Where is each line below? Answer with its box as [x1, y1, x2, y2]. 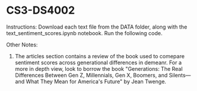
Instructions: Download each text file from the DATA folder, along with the [6, 23, 187, 30]
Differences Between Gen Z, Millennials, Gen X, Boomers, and [14, 71, 168, 79]
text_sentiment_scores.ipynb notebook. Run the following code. [6, 29, 163, 36]
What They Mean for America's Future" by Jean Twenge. [26, 78, 166, 85]
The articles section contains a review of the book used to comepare [14, 52, 185, 59]
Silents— [168, 71, 191, 79]
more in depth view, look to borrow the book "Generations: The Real [14, 65, 183, 72]
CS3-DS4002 [6, 4, 75, 17]
